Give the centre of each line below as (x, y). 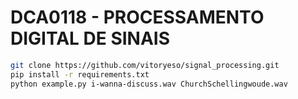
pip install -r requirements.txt (80, 74)
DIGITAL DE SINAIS (90, 38)
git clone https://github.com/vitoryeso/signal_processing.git (145, 65)
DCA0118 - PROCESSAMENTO (137, 17)
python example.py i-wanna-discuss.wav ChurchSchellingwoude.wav (149, 84)
